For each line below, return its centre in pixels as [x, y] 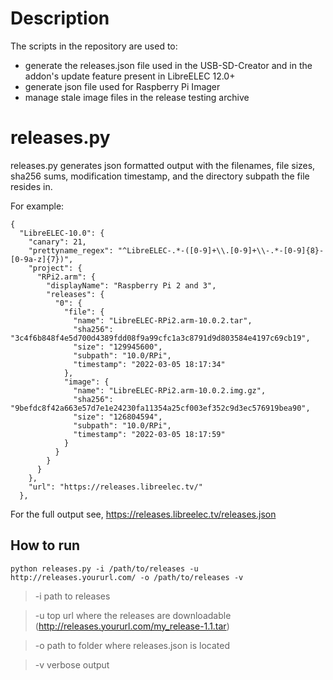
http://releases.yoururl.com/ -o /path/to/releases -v [127, 577]
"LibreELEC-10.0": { [62, 233]
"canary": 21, [57, 242]
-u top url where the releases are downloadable [133, 615]
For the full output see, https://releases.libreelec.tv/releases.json [143, 514]
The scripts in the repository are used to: [94, 46]
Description [60, 18]
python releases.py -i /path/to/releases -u [104, 568]
